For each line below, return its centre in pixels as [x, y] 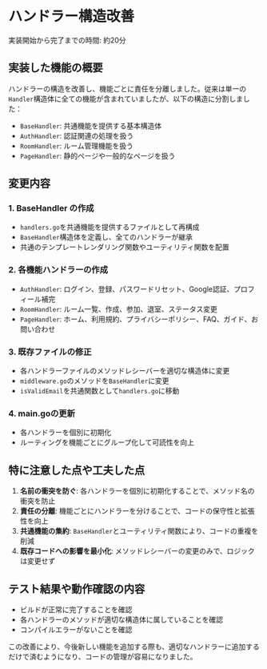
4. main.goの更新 [42, 413]
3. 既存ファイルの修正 [50, 352]
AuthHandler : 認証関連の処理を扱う [77, 135]
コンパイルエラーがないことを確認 [76, 629]
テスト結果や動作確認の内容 [77, 588]
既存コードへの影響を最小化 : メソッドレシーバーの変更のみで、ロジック [137, 551]
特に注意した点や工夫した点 [77, 470]
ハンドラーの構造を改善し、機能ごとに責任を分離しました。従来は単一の [127, 88]
